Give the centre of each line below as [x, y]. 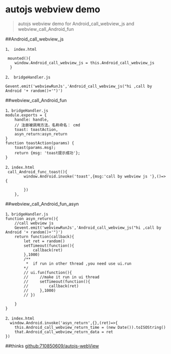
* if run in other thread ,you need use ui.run [79, 263]
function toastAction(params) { [40, 143]
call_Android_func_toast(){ [37, 172]
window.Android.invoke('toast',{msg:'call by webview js [85, 176]
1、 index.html [21, 49]
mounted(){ [19, 58]
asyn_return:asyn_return [41, 134]
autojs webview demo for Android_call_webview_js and [76, 24]
